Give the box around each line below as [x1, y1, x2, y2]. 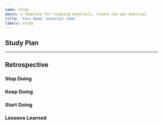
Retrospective [5, 61, 49, 69]
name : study [5, 7, 29, 12]
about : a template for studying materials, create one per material [5, 12, 147, 17]
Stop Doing [5, 75, 32, 82]
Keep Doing [5, 89, 33, 95]
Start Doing [5, 102, 33, 108]
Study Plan [5, 38, 39, 47]
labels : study [5, 20, 34, 26]
